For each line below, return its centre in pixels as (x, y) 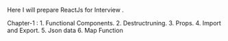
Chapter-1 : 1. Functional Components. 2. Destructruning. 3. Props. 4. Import (114, 23)
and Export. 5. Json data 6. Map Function (65, 30)
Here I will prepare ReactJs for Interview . (66, 10)
